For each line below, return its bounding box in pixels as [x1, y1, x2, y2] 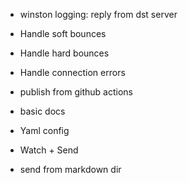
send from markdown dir [19, 164, 122, 175]
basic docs [19, 105, 66, 117]
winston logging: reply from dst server [19, 9, 178, 20]
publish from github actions [19, 86, 133, 98]
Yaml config [19, 125, 70, 136]
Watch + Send [19, 144, 79, 156]
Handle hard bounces [19, 47, 110, 59]
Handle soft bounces [19, 28, 107, 39]
